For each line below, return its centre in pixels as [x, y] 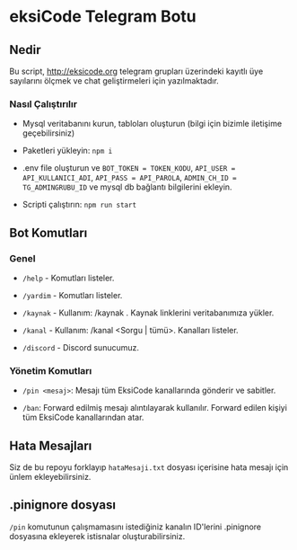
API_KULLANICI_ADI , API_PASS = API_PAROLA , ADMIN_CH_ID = [129, 178]
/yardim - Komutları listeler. [72, 295]
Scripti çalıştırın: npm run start [79, 205]
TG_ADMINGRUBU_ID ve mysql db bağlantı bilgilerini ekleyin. [127, 187]
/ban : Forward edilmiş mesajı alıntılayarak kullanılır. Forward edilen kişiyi [154, 408]
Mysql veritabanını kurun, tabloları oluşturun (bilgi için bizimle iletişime [152, 124]
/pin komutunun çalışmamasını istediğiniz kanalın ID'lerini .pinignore [135, 527]
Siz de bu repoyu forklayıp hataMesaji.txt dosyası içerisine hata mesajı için [149, 467]
